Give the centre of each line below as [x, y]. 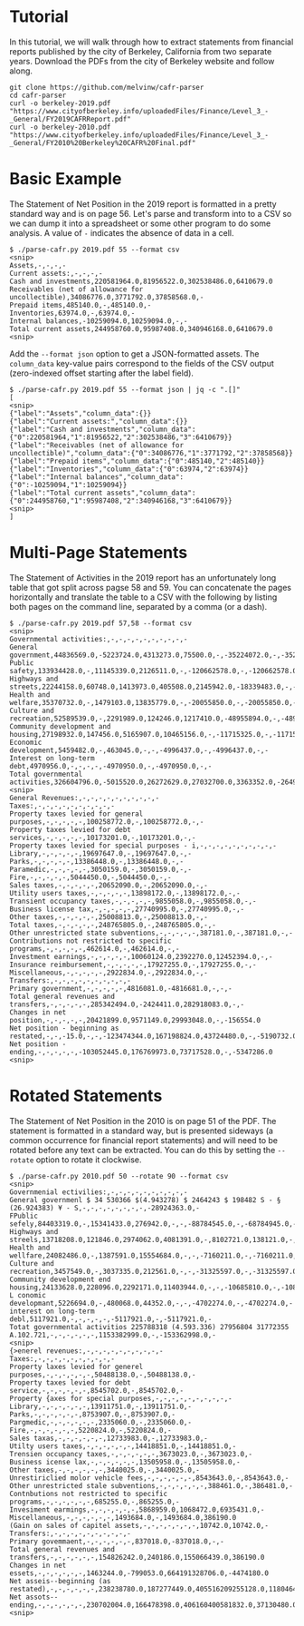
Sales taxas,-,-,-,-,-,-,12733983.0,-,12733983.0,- [109, 1438]
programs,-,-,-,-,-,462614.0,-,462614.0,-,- [95, 949]
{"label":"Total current [56, 493]
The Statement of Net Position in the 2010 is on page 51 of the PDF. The [143, 1121]
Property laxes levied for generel [76, 1366]
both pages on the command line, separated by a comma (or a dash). [138, 606]
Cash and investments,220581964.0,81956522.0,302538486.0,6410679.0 [141, 281]
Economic [26, 742]
